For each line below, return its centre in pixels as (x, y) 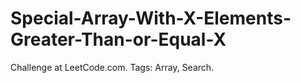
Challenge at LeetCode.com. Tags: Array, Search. (112, 67)
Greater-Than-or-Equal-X (118, 39)
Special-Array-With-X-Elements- (151, 18)
